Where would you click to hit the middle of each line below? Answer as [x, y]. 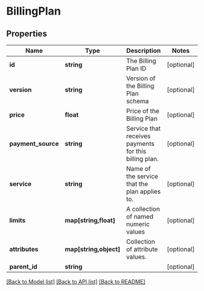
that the [137, 184]
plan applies [143, 191]
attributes [24, 249]
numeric [138, 224]
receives [138, 136]
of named [140, 217]
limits [18, 220]
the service [142, 176]
